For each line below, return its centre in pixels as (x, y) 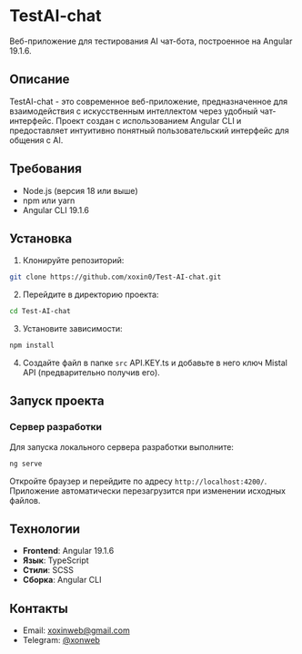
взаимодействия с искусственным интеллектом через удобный (134, 111)
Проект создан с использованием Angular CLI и (149, 120)
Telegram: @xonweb (61, 640)
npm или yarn (49, 200)
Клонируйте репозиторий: (73, 261)
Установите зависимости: (72, 329)
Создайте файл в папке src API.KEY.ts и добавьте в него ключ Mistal (155, 363)
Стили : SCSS (48, 570)
